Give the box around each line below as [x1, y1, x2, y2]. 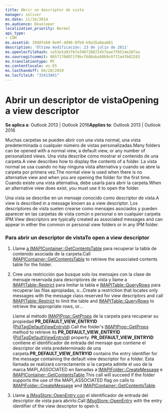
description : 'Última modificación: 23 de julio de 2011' [5, 45, 129, 50]
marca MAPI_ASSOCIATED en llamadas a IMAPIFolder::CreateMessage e [12, 367, 163, 373]
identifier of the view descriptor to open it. [12, 403, 100, 409]
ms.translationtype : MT [5, 59, 55, 64]
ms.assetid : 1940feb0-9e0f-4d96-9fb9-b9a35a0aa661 [5, 40, 113, 45]
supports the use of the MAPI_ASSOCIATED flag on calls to [12, 377, 134, 383]
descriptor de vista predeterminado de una [12, 345, 101, 351]
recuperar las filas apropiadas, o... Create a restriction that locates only [12, 287, 158, 293]
